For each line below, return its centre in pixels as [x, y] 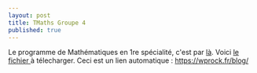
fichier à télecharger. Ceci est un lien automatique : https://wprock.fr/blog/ [128, 60]
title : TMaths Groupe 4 [47, 23]
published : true [35, 30]
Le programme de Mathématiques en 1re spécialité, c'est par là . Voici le [124, 53]
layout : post [29, 15]
